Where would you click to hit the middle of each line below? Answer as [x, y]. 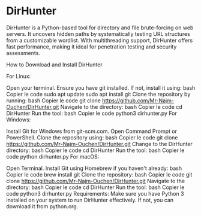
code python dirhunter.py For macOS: [53, 156]
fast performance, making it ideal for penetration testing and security [91, 47]
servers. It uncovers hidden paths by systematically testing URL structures [98, 34]
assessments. [23, 53]
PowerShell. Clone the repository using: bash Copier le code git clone [92, 137]
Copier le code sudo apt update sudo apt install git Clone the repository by [98, 94]
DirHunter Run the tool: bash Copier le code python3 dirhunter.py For [91, 113]
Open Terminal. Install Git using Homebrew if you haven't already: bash [94, 168]
